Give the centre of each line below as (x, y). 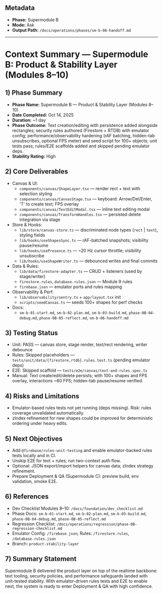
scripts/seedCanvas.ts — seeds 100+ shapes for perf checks (81, 302)
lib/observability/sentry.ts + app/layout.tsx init (70, 297)
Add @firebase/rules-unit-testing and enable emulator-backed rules (82, 450)
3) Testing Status (32, 333)
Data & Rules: (25, 266)
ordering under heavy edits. (40, 423)
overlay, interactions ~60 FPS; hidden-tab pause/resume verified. (78, 381)
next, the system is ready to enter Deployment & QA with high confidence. (79, 586)
